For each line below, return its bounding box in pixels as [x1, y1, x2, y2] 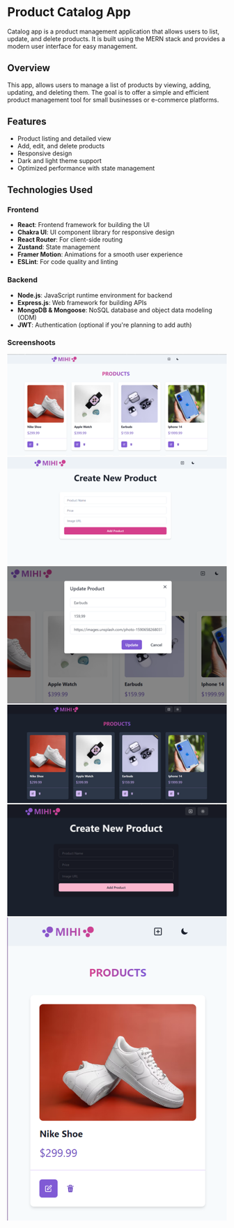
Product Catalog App [7, 4, 131, 20]
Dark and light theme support [17, 156, 102, 164]
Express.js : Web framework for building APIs [17, 298, 148, 306]
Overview [7, 62, 51, 74]
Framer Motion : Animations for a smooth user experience [17, 250, 183, 258]
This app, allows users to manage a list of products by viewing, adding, [7, 81, 211, 89]
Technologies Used [7, 184, 93, 196]
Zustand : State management [17, 243, 100, 251]
